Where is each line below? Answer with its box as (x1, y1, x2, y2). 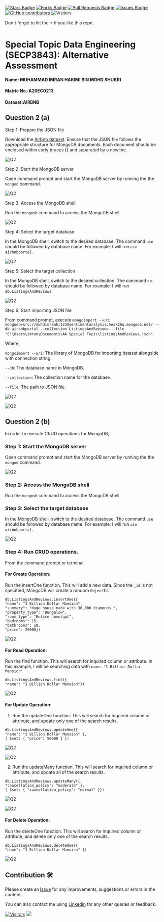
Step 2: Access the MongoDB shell (5, 481, 90, 488)
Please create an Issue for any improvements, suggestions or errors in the (5, 886, 155, 892)
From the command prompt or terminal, (5, 559, 85, 566)
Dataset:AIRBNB (5, 99, 39, 105)
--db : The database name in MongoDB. (5, 365, 85, 370)
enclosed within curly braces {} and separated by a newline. (5, 146, 127, 153)
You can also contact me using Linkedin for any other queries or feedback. (5, 901, 157, 907)
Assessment (5, 60, 58, 71)
